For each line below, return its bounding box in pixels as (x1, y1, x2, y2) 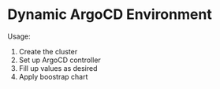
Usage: (7, 32, 31, 41)
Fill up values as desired (18, 63, 98, 72)
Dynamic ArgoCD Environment (7, 6, 212, 24)
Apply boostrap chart (18, 72, 88, 81)
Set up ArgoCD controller (18, 55, 102, 65)
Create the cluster (18, 46, 78, 56)
